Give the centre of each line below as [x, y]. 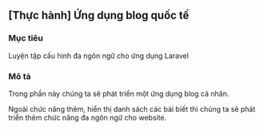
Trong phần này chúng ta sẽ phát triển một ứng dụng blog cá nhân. [119, 93]
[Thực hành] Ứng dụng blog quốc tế [99, 16]
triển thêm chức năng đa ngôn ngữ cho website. [88, 117]
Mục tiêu [26, 38]
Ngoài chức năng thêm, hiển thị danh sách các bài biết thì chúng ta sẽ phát [132, 108]
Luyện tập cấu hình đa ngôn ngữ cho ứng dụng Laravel [99, 55]
